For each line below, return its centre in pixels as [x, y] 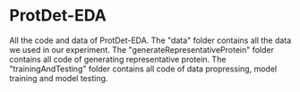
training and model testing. [59, 78]
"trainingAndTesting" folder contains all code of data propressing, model [143, 69]
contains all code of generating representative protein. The [118, 59]
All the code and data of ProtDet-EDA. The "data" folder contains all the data [150, 40]
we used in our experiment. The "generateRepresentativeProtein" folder [142, 49]
